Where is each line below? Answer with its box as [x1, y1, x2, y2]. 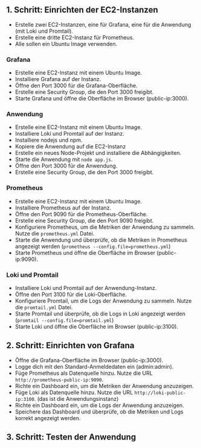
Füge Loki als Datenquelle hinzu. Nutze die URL [14, 389, 133, 396]
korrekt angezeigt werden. [14, 414, 81, 421]
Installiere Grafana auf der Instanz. [14, 76, 101, 83]
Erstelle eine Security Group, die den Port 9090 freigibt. [14, 217, 154, 224]
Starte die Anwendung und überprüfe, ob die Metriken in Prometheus [14, 236, 188, 243]
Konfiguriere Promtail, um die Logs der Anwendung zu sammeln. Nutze [14, 297, 192, 305]
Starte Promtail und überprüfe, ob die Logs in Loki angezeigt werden [14, 310, 186, 317]
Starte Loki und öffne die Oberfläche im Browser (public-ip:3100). [14, 323, 179, 330]
